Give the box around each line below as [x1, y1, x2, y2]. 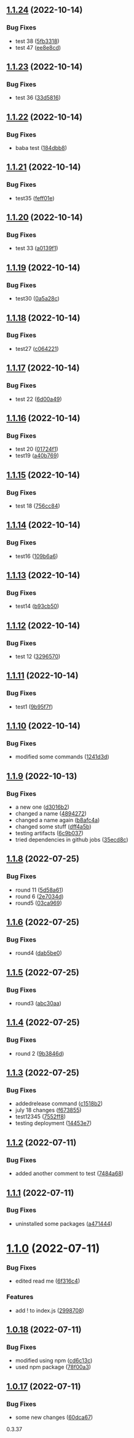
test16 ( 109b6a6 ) [15, 552, 58, 560]
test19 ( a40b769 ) [15, 452, 60, 460]
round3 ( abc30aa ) [15, 1000, 61, 1007]
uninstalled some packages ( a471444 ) [15, 1220, 112, 1227]
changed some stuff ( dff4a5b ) [15, 823, 92, 830]
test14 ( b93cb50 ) [15, 602, 60, 610]
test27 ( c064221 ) [15, 345, 60, 352]
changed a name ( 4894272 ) [15, 810, 87, 817]
